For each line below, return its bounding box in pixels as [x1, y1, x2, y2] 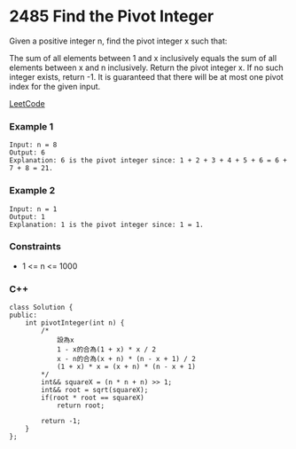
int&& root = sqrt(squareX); [41, 386, 149, 395]
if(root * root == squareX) [41, 393, 144, 403]
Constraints [9, 240, 62, 253]
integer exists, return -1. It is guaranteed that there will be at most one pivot [9, 71, 284, 82]
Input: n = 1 [9, 204, 58, 214]
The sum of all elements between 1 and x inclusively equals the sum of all [9, 52, 277, 63]
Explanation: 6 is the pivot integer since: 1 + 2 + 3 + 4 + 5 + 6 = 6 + [9, 156, 288, 165]
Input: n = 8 [9, 140, 58, 150]
